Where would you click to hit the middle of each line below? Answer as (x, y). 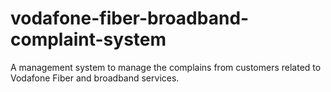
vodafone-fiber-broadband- (130, 18)
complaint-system (88, 39)
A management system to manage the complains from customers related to (166, 67)
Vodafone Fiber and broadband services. (95, 78)
